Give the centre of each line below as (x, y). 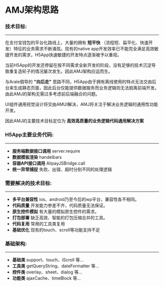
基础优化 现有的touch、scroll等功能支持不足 (56, 230)
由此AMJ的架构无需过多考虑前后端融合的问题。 (52, 94)
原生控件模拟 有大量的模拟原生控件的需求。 (55, 212)
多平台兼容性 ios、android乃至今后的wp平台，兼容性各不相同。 (76, 199)
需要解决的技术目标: (29, 183)
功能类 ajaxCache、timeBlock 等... (47, 278)
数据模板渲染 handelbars (37, 157)
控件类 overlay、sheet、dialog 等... (47, 272)
